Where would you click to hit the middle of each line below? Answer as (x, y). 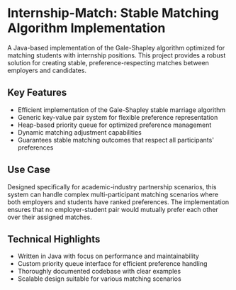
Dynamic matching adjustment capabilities (79, 132)
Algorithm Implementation (86, 28)
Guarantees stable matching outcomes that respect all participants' (116, 140)
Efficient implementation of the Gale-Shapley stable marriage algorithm (121, 110)
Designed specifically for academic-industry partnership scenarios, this (112, 186)
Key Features (37, 93)
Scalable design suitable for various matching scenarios (100, 279)
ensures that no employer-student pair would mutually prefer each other (113, 209)
